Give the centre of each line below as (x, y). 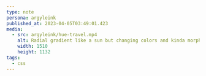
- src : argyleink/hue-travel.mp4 (55, 35)
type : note (20, 12)
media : (15, 29)
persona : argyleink (31, 18)
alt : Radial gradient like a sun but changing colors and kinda (101, 40)
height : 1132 (34, 52)
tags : (13, 58)
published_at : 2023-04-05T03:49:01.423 (57, 23)
